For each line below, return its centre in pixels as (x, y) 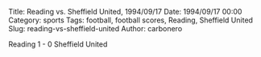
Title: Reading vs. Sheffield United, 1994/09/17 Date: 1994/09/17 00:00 (125, 12)
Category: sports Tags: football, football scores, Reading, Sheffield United (131, 20)
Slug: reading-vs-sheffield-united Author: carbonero (95, 28)
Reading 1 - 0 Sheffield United (58, 44)
